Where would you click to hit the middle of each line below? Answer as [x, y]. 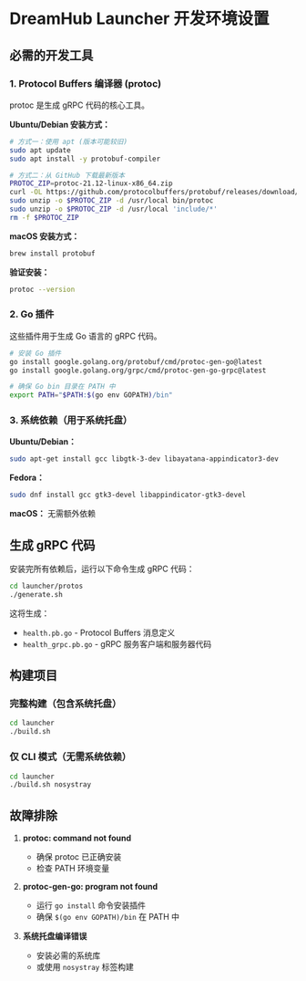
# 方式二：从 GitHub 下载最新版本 [67, 175]
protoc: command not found [77, 838]
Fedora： [27, 478]
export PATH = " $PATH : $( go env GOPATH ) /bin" [91, 395]
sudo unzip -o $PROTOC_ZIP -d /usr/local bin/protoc [112, 201]
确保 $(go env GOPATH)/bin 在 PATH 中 [108, 917]
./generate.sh [36, 594]
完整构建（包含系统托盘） [66, 704]
